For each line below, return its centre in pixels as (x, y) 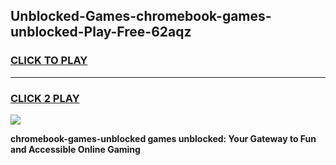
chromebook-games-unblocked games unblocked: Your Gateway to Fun (163, 138)
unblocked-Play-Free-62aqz (101, 32)
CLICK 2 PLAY (45, 98)
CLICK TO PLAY (49, 61)
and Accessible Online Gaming (75, 149)
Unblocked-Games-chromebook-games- (141, 16)
